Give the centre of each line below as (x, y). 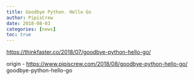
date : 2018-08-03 (28, 23)
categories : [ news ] (31, 29)
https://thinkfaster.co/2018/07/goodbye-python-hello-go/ (79, 52)
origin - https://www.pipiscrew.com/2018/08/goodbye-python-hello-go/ (97, 64)
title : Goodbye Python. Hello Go (49, 12)
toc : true (19, 35)
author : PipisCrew (30, 18)
